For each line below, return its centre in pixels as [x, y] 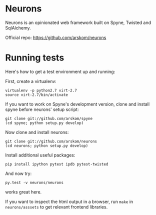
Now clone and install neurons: [37, 132]
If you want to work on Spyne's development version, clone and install [77, 104]
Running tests [35, 58]
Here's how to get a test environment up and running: [60, 71]
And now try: [18, 173]
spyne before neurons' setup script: [42, 109]
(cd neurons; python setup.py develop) [47, 145]
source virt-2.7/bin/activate [37, 95]
